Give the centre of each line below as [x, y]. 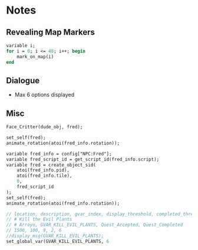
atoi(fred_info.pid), [43, 170]
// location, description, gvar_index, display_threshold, [80, 214]
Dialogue [23, 80]
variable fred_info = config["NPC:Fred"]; [59, 154]
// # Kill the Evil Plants [39, 219]
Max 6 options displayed [44, 95]
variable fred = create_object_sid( [51, 165]
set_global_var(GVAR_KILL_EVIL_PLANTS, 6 [58, 241]
